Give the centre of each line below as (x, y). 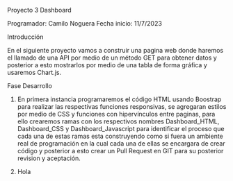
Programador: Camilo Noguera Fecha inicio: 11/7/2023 (85, 23)
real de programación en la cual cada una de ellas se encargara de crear (121, 144)
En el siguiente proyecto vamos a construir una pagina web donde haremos (115, 50)
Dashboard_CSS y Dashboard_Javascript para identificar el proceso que (121, 129)
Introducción (25, 37)
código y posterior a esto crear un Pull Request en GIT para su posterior (120, 151)
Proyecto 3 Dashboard (39, 10)
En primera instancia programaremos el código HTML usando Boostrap (119, 99)
